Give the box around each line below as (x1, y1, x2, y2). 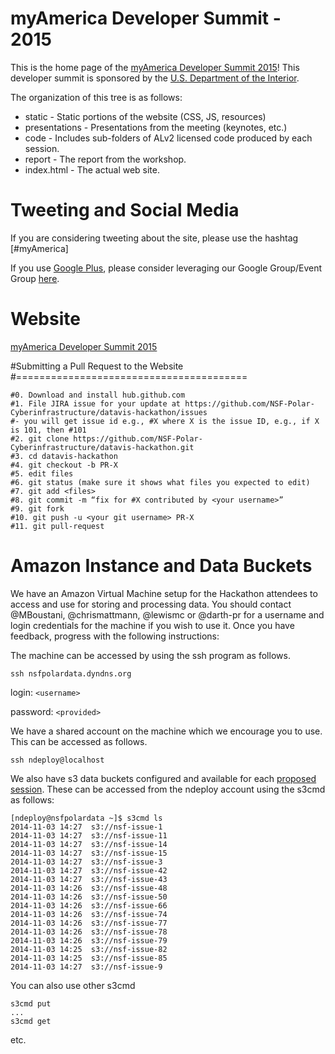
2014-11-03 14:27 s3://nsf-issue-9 (10, 962, 163, 972)
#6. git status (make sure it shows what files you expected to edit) (10, 477, 311, 487)
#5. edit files (10, 468, 74, 479)
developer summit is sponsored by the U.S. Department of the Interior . (10, 72, 300, 84)
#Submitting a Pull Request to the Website (10, 360, 184, 372)
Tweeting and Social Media (10, 199, 240, 222)
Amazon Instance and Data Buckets (10, 555, 313, 577)
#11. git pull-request (10, 521, 105, 531)
